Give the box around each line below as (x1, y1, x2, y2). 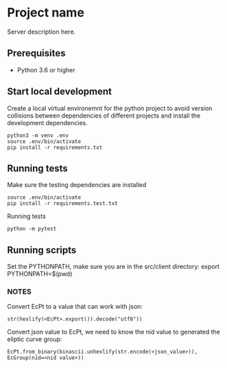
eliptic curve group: (7, 335, 62, 343)
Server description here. (7, 28, 76, 36)
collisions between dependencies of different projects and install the (7, 111, 201, 120)
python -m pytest (7, 226, 57, 232)
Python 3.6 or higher (16, 65, 75, 74)
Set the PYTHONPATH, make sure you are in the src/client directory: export (7, 263, 220, 271)
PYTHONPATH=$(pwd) (7, 270, 73, 278)
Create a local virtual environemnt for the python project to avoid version (7, 104, 213, 112)
